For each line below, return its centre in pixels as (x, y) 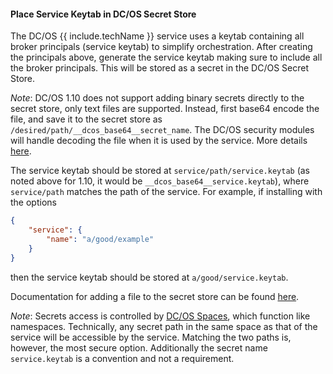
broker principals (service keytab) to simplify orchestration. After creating (161, 47)
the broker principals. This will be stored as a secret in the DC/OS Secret (159, 68)
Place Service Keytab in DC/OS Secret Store (103, 14)
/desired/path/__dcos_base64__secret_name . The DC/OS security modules (162, 130)
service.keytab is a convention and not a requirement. (122, 358)
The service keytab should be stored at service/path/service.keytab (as (160, 171)
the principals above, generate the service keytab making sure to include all (166, 57)
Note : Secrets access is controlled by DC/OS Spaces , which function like (160, 316)
